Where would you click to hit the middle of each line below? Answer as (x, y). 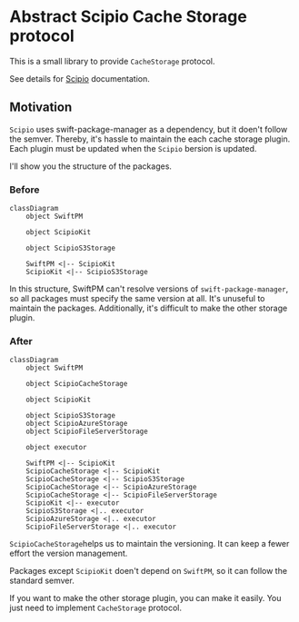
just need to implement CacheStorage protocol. (95, 608)
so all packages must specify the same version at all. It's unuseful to (137, 299)
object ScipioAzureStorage (77, 424)
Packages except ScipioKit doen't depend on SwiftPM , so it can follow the (149, 571)
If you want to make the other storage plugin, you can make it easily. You (145, 598)
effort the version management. (69, 553)
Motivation (41, 108)
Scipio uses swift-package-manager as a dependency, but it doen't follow (149, 129)
